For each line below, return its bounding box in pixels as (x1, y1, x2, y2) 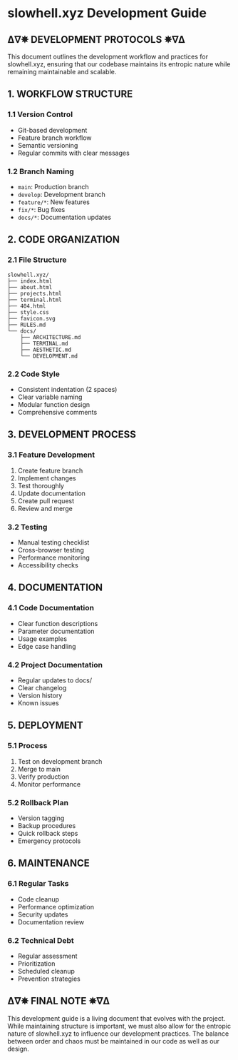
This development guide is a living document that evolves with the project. (7, 1014, 226, 1022)
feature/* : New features (17, 198, 90, 206)
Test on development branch (17, 757, 103, 765)
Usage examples (17, 634, 68, 643)
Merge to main (17, 764, 61, 773)
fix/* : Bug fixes (17, 205, 66, 213)
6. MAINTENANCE (7, 857, 90, 869)
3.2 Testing (7, 522, 48, 532)
